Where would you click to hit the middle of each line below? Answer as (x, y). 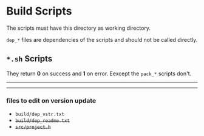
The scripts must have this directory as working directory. (78, 28)
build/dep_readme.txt (42, 121)
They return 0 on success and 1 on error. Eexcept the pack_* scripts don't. (99, 73)
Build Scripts (39, 11)
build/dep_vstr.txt (40, 114)
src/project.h (33, 127)
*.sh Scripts (29, 59)
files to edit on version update (51, 100)
